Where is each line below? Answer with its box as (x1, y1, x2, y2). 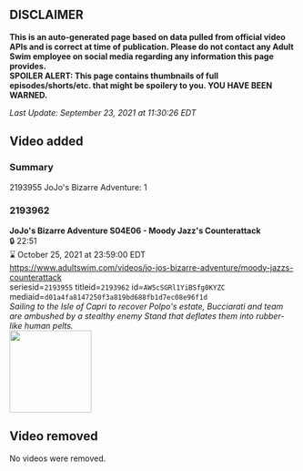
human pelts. (24, 320, 74, 331)
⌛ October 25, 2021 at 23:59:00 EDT (9, 249, 146, 260)
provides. (9, 60, 47, 71)
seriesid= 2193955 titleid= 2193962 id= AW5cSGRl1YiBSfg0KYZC (9, 282, 226, 292)
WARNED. (9, 89, 48, 100)
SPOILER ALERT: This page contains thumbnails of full (9, 70, 218, 81)
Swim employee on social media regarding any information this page (9, 50, 275, 62)
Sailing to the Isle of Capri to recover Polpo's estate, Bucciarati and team (9, 301, 284, 312)
